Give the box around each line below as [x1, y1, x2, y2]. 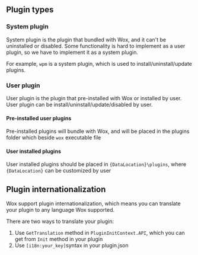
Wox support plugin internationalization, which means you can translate [6, 200, 181, 207]
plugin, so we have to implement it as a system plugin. [6, 49, 138, 56]
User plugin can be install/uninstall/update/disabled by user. [6, 101, 153, 108]
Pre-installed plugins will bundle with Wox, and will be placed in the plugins [6, 128, 190, 135]
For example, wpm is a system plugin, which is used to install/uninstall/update [6, 60, 193, 67]
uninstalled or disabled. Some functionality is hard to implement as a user [6, 42, 186, 49]
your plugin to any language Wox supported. [6, 206, 114, 213]
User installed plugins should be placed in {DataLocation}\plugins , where [6, 161, 187, 168]
